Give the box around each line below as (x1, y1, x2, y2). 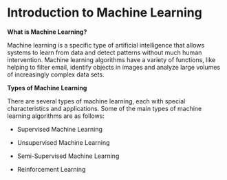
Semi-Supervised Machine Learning (17, 152, 120, 160)
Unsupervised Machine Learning (17, 138, 110, 146)
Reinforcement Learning (17, 165, 86, 173)
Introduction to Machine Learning (7, 5, 203, 21)
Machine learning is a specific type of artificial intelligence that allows (7, 41, 205, 49)
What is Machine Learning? (7, 28, 87, 36)
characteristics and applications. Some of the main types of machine (7, 104, 202, 112)
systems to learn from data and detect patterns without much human (7, 48, 202, 57)
